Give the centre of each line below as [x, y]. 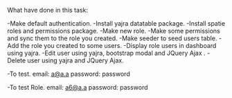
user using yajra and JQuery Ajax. [76, 60]
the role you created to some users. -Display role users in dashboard [118, 46]
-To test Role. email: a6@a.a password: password [78, 87]
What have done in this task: [48, 10]
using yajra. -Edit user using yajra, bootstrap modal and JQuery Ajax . [106, 53]
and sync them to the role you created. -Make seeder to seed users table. [112, 38]
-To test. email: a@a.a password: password [69, 74]
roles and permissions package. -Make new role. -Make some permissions [114, 31]
